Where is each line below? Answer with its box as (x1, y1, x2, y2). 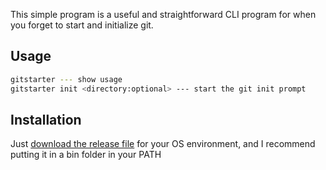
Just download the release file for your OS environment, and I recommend (10, 138, 316, 150)
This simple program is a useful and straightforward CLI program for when (10, 9, 317, 20)
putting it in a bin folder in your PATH (10, 149, 162, 161)
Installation (10, 111, 82, 128)
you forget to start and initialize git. (10, 19, 154, 31)
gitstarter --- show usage (10, 74, 123, 84)
